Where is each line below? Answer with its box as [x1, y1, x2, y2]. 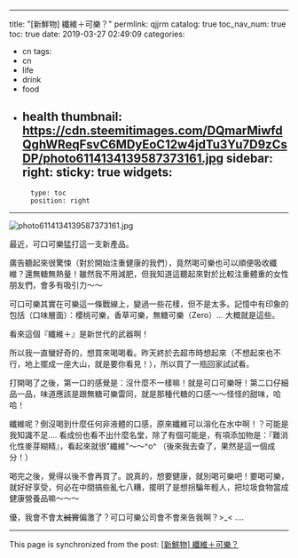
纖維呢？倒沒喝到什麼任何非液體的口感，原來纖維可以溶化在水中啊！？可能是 [9, 418, 289, 429]
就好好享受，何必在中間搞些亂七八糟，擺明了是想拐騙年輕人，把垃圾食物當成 [9, 482, 289, 492]
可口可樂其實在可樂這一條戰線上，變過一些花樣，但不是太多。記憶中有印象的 [9, 299, 289, 309]
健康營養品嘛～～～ [9, 492, 80, 503]
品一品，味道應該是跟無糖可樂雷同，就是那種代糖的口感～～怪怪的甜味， [9, 388, 273, 399]
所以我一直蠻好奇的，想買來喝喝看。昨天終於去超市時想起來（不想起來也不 [9, 347, 281, 358]
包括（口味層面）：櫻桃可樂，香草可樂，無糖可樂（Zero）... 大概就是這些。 [9, 309, 280, 320]
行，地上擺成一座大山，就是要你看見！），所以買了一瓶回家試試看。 [9, 358, 255, 369]
